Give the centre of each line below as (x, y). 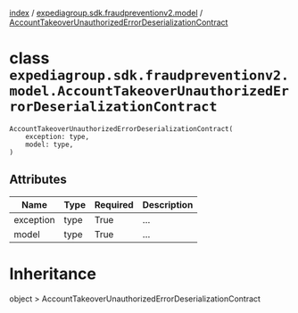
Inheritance (53, 273)
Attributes (38, 180)
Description (168, 204)
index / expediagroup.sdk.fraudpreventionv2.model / (106, 13)
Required (114, 204)
